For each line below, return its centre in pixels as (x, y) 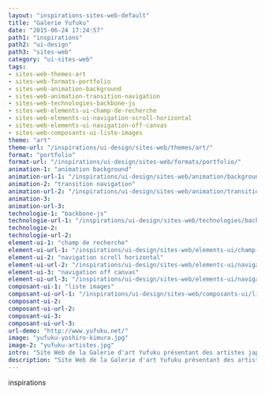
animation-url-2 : (37, 191)
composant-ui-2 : (35, 301)
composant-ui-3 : (35, 316)
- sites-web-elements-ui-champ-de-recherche (82, 111)
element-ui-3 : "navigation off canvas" (74, 272)
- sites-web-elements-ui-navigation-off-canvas (88, 125)
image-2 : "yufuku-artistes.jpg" (61, 345)
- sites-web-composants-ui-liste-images (76, 132)
